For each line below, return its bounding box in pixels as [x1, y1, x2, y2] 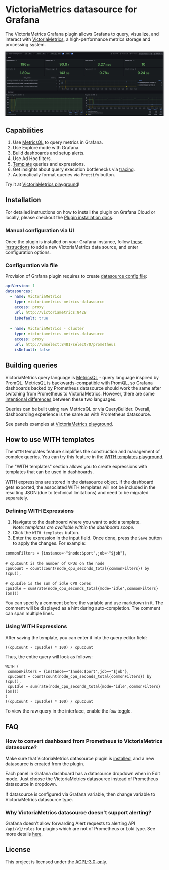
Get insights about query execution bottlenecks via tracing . [12, 166, 135, 172]
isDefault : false [14, 347, 51, 352]
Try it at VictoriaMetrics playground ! [5, 181, 80, 187]
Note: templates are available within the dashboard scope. [12, 524, 135, 530]
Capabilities [5, 126, 44, 134]
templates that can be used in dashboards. [5, 469, 94, 475]
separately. [5, 495, 29, 501]
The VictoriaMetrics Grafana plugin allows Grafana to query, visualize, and [5, 31, 159, 37]
